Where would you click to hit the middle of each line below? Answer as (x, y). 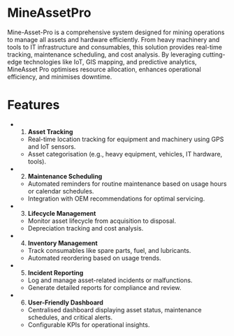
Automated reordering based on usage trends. (95, 258)
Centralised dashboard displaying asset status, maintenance (115, 309)
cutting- (214, 54)
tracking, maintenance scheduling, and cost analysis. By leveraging (104, 54)
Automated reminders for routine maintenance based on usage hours (127, 184)
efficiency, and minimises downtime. (60, 76)
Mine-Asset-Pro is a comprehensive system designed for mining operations (116, 32)
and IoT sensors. (52, 146)
